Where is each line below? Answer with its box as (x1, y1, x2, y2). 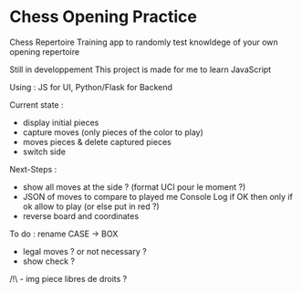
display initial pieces (22, 117, 99, 128)
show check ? (22, 256, 76, 267)
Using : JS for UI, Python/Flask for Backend (9, 81, 173, 92)
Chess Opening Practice (9, 6, 198, 27)
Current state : (9, 99, 64, 110)
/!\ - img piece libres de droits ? (9, 273, 128, 284)
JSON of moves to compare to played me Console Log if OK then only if (22, 191, 294, 202)
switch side (22, 146, 67, 157)
